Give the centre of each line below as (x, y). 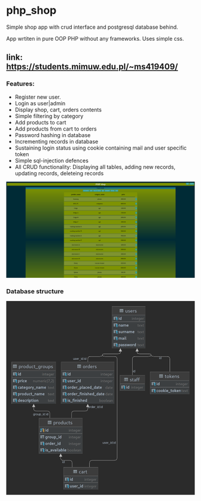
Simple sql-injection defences (51, 160)
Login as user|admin (40, 103)
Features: (20, 84)
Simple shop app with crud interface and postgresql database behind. (92, 27)
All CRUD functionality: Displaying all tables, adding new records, (95, 167)
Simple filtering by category (49, 116)
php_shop (31, 10)
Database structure (35, 291)
